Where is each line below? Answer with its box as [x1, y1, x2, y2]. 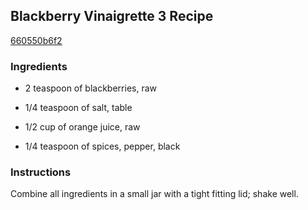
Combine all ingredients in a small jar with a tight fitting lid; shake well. [10, 188, 299, 200]
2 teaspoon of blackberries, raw [24, 82, 157, 94]
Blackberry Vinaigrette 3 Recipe [10, 8, 214, 25]
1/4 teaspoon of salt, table [24, 102, 133, 114]
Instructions [10, 165, 72, 179]
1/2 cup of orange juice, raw [24, 121, 141, 133]
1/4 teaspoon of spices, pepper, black [24, 140, 181, 153]
